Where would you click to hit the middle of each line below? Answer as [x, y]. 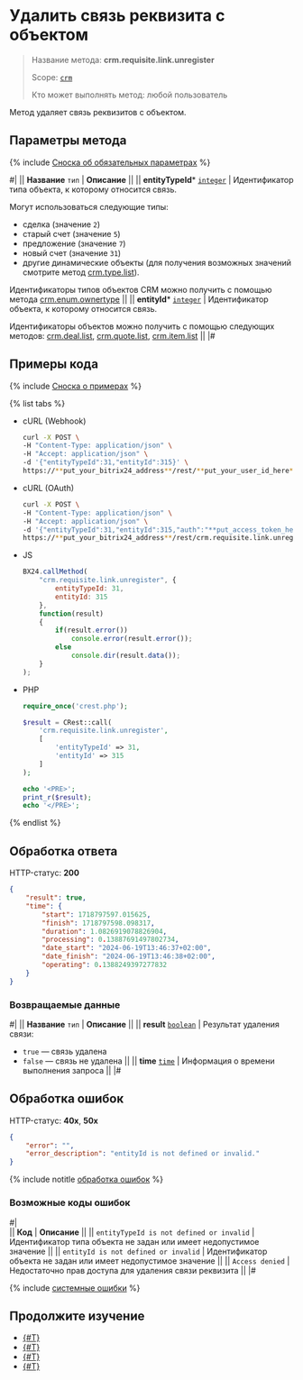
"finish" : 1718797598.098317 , [98, 923]
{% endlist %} [35, 823]
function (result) [71, 614]
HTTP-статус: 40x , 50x [54, 1120]
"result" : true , [56, 898]
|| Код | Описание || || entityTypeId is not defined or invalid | [132, 1232]
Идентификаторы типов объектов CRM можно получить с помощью [141, 289]
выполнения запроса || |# [72, 1070]
